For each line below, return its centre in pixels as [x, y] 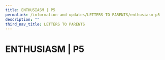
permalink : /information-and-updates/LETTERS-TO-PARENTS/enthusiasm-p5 [82, 15]
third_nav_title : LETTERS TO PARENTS [45, 24]
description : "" [22, 19]
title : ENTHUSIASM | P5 [30, 10]
